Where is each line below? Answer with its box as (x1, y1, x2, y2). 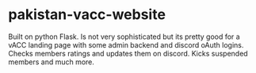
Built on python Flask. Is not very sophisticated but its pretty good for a (8, 32, 240, 41)
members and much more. (8, 57, 95, 67)
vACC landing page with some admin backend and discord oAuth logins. (8, 40, 244, 49)
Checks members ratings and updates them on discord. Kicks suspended (8, 48, 248, 58)
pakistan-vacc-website (8, 6, 166, 24)
